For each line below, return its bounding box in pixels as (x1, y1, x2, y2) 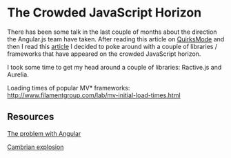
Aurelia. (7, 70, 29, 79)
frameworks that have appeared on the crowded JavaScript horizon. (7, 50, 201, 58)
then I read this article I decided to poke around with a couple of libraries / (7, 42, 218, 50)
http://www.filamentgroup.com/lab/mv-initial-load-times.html (7, 91, 181, 99)
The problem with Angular (7, 129, 81, 137)
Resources (7, 111, 54, 123)
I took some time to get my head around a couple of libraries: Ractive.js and (7, 63, 222, 71)
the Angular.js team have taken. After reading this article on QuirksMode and (7, 34, 225, 43)
